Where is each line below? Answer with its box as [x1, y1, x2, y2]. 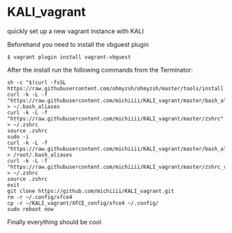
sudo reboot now [7, 205, 54, 212]
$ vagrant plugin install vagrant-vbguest [7, 53, 131, 61]
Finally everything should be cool [7, 218, 101, 226]
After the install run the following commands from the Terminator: [7, 65, 193, 74]
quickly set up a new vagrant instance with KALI [7, 27, 144, 35]
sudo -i [7, 133, 30, 140]
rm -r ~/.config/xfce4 [7, 194, 72, 201]
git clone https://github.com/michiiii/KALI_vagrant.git [7, 188, 175, 194]
